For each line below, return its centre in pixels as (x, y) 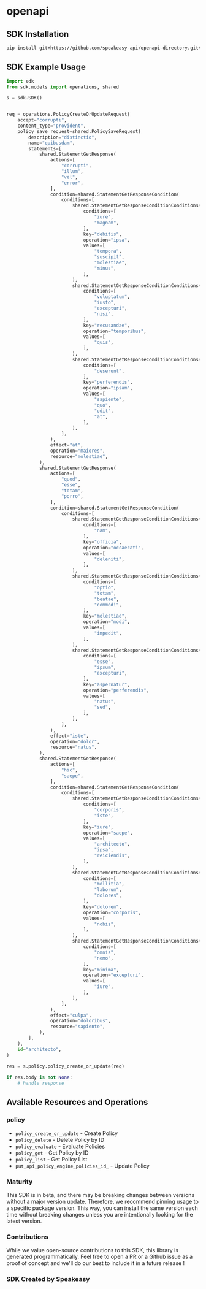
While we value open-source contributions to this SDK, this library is (93, 1250)
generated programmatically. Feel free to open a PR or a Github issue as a (100, 1257)
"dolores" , (108, 896)
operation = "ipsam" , (108, 388)
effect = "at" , (67, 445)
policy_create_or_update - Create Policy (67, 1133)
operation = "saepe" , (108, 833)
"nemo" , (104, 958)
